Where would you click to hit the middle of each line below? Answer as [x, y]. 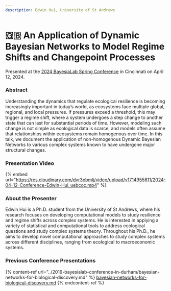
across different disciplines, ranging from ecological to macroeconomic [80, 242]
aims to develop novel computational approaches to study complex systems [85, 237]
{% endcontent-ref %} [81, 283]
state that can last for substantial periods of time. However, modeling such [83, 123]
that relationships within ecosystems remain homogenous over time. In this [84, 134]
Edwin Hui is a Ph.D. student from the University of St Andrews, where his [83, 209]
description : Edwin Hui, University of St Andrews [60, 10]
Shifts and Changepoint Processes [80, 57]
